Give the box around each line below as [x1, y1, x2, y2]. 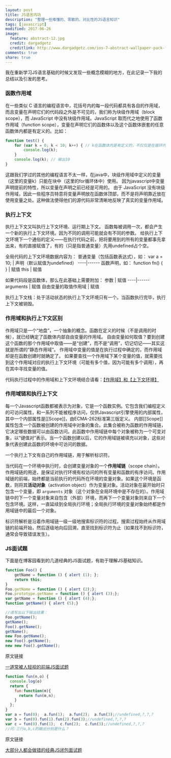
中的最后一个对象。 [18, 507, 59, 513]
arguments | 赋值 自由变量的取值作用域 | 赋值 [5, 283, 100, 290]
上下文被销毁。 [5, 301, 37, 307]
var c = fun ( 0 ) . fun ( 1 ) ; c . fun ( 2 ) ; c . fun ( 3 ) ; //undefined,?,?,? [5, 721, 145, 726]
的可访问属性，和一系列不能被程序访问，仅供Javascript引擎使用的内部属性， [5, 409, 165, 415]
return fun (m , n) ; [18, 693, 56, 698]
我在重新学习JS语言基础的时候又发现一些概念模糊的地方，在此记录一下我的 [5, 69, 162, 75]
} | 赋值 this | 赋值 [5, 266, 42, 273]
